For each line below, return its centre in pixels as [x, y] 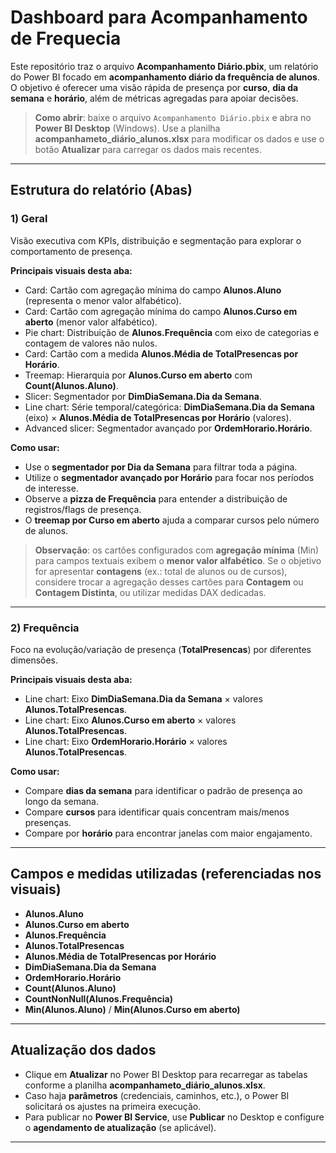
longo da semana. [61, 801]
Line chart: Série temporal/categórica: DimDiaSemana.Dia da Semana [169, 407]
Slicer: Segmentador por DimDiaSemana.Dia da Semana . [143, 396]
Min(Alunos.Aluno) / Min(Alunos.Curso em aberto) [132, 1009]
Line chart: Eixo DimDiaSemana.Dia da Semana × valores [143, 698]
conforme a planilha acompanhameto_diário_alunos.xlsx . [145, 1085]
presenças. [48, 822]
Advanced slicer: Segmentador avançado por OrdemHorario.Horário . [168, 428]
